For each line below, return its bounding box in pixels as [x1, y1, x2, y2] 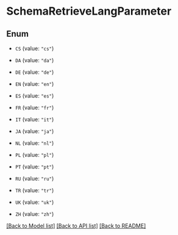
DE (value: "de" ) [15, 68, 54, 76]
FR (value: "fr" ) [15, 104, 54, 111]
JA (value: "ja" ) [15, 128, 54, 135]
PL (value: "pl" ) [15, 151, 54, 158]
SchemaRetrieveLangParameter [6, 4, 172, 18]
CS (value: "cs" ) [15, 45, 54, 52]
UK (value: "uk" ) [15, 198, 54, 206]
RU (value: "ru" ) [15, 175, 54, 182]
